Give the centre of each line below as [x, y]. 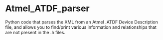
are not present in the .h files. [35, 32]
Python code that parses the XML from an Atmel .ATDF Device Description [81, 22]
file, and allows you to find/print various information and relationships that [81, 27]
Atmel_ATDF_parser [47, 9]
